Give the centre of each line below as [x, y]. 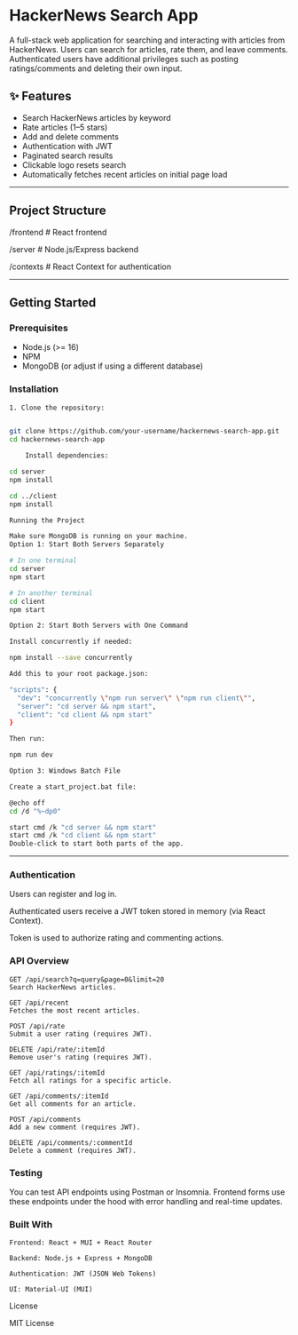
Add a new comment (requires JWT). [75, 1127]
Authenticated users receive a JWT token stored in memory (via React [137, 911]
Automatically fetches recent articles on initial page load [125, 174]
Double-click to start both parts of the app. [97, 844]
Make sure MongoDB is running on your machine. [99, 536]
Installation [34, 389]
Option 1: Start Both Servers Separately [87, 544]
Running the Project [47, 520]
